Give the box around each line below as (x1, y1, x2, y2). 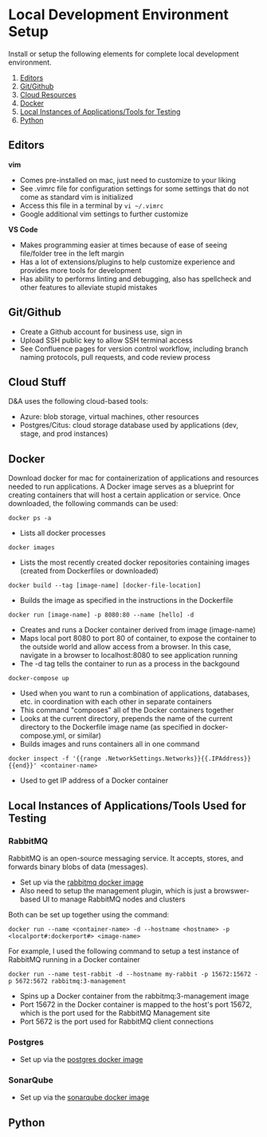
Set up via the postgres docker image (19, 1055, 143, 1064)
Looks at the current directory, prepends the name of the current (19, 714, 233, 723)
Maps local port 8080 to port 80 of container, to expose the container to (19, 633, 257, 644)
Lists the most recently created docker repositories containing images (19, 557, 250, 568)
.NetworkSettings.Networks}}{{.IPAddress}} (104, 755, 251, 763)
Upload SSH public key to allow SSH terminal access (19, 335, 193, 345)
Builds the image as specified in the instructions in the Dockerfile (19, 596, 234, 605)
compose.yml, (19, 731, 67, 740)
